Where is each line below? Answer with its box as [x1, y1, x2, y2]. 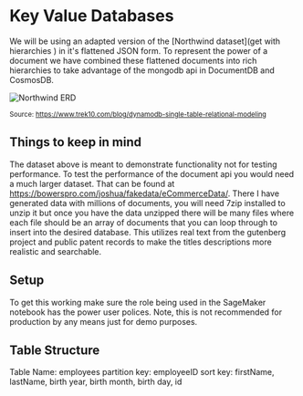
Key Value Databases [9, 5, 174, 26]
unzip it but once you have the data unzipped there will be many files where [9, 207, 295, 218]
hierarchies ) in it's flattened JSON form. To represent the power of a [9, 45, 268, 56]
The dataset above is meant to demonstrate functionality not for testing [9, 159, 277, 170]
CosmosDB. [9, 74, 55, 85]
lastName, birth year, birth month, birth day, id [9, 376, 183, 388]
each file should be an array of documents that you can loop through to [9, 216, 278, 228]
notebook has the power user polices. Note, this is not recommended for [9, 307, 283, 318]
